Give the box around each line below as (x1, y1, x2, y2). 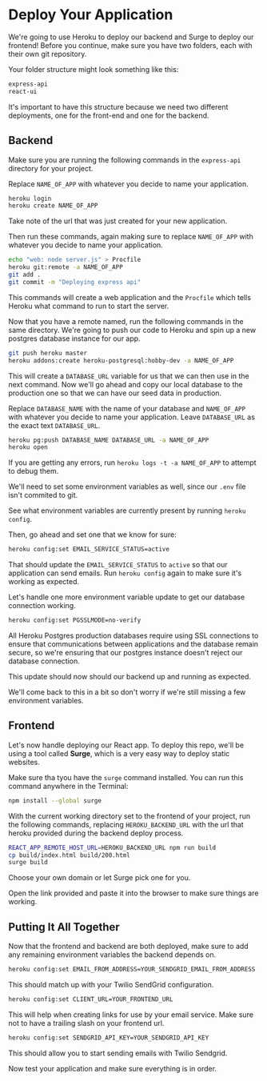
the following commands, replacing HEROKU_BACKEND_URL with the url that (8, 819, 244, 829)
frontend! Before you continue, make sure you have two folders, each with (8, 40, 253, 50)
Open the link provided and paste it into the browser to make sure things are (8, 888, 259, 898)
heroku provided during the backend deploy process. (8, 828, 184, 838)
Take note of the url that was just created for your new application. (8, 216, 228, 226)
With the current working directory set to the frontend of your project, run (8, 811, 250, 821)
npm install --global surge (8, 796, 102, 805)
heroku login (8, 194, 52, 202)
